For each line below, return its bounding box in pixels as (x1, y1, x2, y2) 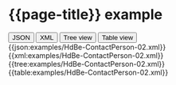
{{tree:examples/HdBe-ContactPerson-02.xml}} (8, 59, 166, 68)
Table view (102, 33, 134, 41)
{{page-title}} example (8, 6, 163, 24)
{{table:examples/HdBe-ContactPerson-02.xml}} (8, 68, 169, 77)
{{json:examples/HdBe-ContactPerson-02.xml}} (8, 42, 166, 52)
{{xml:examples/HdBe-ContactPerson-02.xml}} (8, 50, 164, 60)
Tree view (63, 33, 93, 41)
